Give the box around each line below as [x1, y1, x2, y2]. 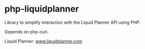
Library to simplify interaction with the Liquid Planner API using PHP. [4, 19, 141, 25]
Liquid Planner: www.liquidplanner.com [4, 38, 83, 44]
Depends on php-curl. [4, 29, 49, 34]
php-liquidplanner [4, 3, 79, 15]
